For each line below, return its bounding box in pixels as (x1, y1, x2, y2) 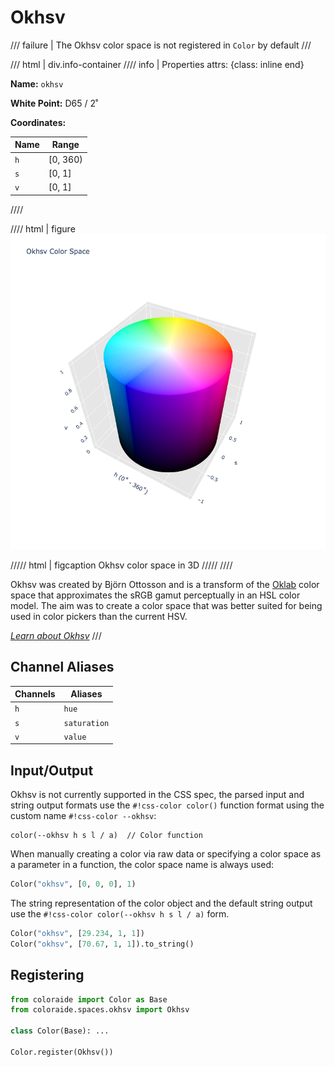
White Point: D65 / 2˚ (10, 97, 99, 109)
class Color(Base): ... (10, 1026, 110, 1036)
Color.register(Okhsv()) (10, 1047, 114, 1057)
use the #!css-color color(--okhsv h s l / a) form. (10, 907, 230, 920)
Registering (10, 967, 85, 984)
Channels (14, 688, 56, 700)
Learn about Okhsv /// (10, 629, 102, 641)
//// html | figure (10, 222, 76, 235)
